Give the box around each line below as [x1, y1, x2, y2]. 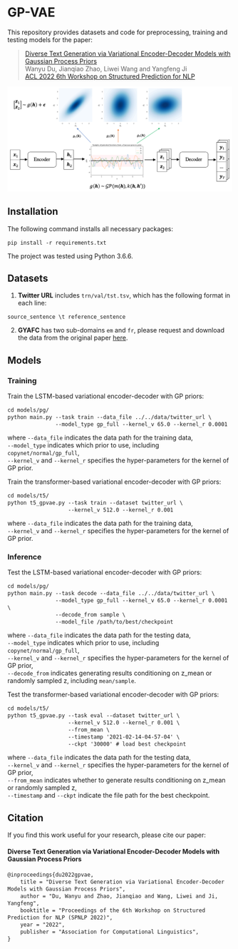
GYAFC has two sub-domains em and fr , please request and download [17, 326, 224, 335]
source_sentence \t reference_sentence [7, 313, 126, 321]
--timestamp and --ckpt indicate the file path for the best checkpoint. [7, 791, 210, 800]
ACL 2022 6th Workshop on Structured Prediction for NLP [24, 72, 195, 81]
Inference [7, 552, 42, 562]
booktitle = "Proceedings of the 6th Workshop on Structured [20, 907, 205, 914]
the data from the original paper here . [17, 333, 128, 342]
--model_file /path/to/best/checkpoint [55, 619, 174, 626]
